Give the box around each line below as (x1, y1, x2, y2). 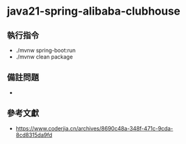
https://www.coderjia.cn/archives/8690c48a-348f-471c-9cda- (15, 124, 173, 132)
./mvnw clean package (15, 53, 74, 60)
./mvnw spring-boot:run (15, 47, 76, 54)
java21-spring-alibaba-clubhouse (7, 4, 181, 18)
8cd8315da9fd (15, 131, 52, 139)
